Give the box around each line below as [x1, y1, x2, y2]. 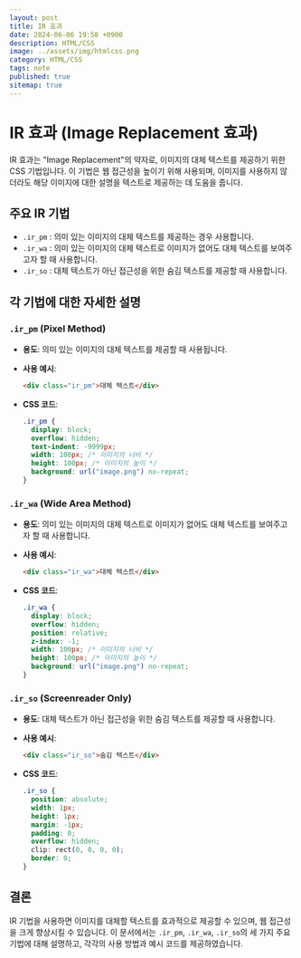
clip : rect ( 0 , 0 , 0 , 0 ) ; [31, 846, 125, 855]
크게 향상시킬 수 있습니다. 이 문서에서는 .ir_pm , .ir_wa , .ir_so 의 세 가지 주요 [18, 926, 291, 937]
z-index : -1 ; [31, 637, 80, 646]
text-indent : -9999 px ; [31, 442, 117, 451]
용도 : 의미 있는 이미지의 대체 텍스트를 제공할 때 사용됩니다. [22, 344, 228, 355]
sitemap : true [9, 81, 63, 90]
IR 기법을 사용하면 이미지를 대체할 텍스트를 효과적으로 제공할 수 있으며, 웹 [9, 915, 268, 926]
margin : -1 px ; [31, 820, 84, 829]
